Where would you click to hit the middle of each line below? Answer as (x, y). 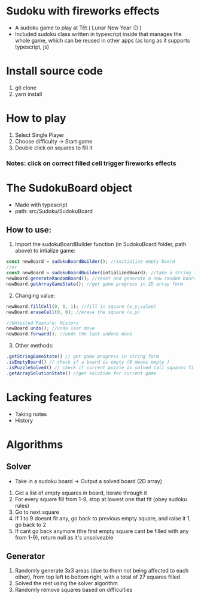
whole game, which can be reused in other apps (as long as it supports (102, 40)
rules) (22, 505)
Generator (26, 556)
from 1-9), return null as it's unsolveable (64, 537)
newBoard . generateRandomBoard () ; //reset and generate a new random (93, 278)
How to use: (29, 230)
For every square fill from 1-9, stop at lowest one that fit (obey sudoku (101, 499)
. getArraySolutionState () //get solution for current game (81, 373)
